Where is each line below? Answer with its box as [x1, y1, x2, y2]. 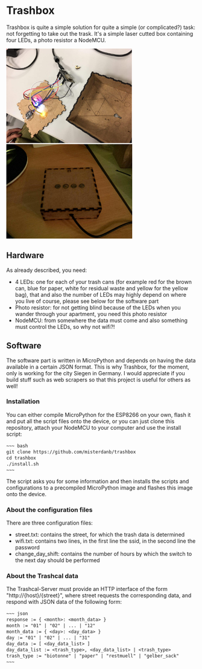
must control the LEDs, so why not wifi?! [14, 323, 115, 330]
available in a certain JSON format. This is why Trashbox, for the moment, [6, 363, 190, 370]
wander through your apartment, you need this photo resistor [14, 310, 168, 317]
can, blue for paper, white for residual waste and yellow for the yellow [14, 285, 188, 292]
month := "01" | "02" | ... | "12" [6, 623, 96, 629]
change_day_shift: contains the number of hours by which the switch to [14, 551, 192, 558]
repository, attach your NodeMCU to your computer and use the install [6, 424, 181, 431]
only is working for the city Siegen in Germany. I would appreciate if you [6, 369, 185, 377]
